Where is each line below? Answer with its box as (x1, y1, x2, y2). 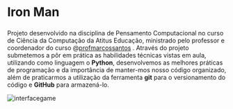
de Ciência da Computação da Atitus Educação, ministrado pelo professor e (7, 36, 225, 45)
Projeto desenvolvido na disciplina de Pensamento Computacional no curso (7, 29, 224, 37)
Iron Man (7, 4, 60, 20)
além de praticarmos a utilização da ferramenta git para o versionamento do (7, 74, 226, 82)
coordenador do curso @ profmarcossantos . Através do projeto (7, 44, 189, 52)
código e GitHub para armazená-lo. (7, 81, 109, 89)
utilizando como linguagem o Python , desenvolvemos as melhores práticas (7, 58, 223, 67)
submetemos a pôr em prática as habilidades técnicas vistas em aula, (7, 51, 207, 60)
